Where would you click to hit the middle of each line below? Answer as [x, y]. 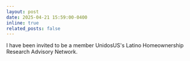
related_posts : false [33, 28]
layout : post [23, 12]
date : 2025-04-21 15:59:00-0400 [47, 17]
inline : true [23, 23]
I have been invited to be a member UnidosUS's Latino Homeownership [95, 45]
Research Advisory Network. [42, 52]
